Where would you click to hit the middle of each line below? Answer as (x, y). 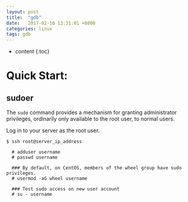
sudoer (20, 98)
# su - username (32, 194)
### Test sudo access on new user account (66, 189)
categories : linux (29, 29)
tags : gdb (19, 34)
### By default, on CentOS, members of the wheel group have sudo (97, 168)
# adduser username (36, 152)
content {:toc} (32, 51)
